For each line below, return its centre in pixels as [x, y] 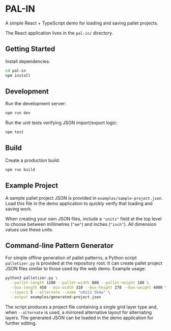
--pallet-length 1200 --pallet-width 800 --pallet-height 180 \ [79, 283]
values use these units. [29, 229]
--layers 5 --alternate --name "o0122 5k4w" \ [60, 292]
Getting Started [30, 49]
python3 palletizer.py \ [32, 278]
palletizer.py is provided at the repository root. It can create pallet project [84, 263]
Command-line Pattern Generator [59, 245]
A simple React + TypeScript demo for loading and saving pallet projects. [82, 23]
